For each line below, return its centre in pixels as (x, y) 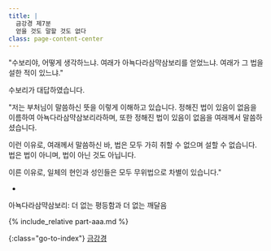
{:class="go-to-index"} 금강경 (58, 238)
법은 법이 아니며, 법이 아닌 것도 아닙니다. (72, 155)
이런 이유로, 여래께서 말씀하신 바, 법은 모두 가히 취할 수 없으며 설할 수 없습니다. (133, 145)
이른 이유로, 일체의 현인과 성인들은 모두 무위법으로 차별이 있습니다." (115, 172)
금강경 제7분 (33, 24)
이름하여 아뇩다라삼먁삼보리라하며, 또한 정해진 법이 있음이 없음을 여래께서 (125, 118)
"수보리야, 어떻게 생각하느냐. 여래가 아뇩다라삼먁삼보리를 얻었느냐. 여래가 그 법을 (136, 63)
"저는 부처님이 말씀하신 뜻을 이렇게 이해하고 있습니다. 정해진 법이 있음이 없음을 (133, 107)
